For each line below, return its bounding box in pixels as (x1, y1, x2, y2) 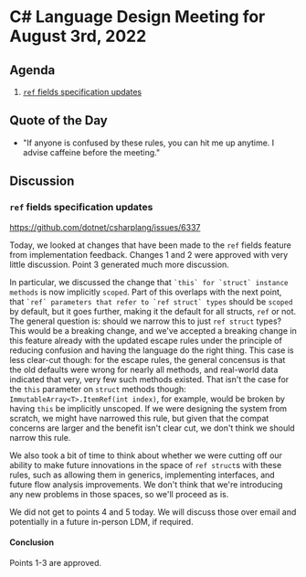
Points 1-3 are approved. (9, 557, 102, 568)
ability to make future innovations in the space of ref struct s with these (9, 459, 282, 470)
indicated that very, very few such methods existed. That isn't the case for (9, 373, 290, 385)
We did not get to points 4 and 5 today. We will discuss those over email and (9, 506, 297, 518)
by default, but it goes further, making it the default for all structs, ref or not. (9, 305, 297, 316)
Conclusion (9, 537, 55, 548)
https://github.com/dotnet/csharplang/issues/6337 (9, 221, 201, 232)
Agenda (9, 62, 56, 78)
